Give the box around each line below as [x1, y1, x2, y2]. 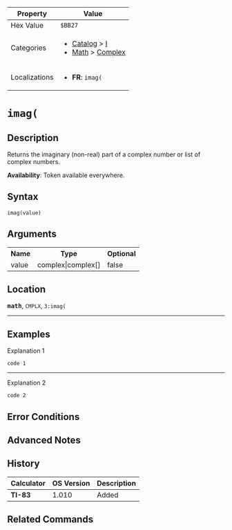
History [7, 458, 40, 470]
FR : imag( [72, 73, 102, 82]
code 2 [7, 392, 26, 399]
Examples [7, 328, 50, 340]
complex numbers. [7, 158, 61, 165]
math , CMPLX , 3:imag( [7, 302, 66, 310]
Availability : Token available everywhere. [7, 171, 125, 179]
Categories [10, 43, 47, 53]
